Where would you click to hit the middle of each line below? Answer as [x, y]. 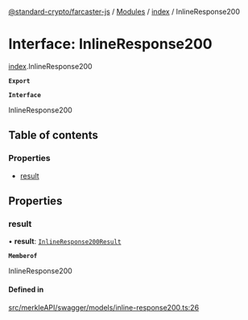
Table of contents [53, 135]
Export [19, 81]
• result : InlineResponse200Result [65, 241]
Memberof [23, 256]
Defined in [26, 289]
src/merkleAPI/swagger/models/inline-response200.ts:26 [104, 307]
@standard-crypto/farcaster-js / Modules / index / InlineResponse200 [124, 12]
